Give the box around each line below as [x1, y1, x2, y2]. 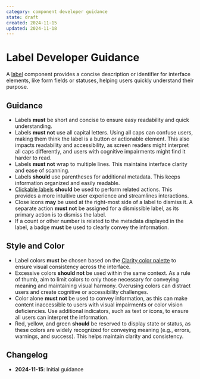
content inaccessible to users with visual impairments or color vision [14, 301, 183, 308]
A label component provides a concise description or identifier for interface [6, 71, 191, 78]
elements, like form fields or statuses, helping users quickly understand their [6, 77, 194, 84]
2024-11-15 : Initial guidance [14, 365, 84, 372]
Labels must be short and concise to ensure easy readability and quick [14, 117, 189, 123]
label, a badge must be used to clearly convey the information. [14, 224, 170, 231]
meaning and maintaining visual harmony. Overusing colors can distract [14, 282, 191, 289]
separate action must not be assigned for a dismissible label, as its [14, 205, 179, 212]
